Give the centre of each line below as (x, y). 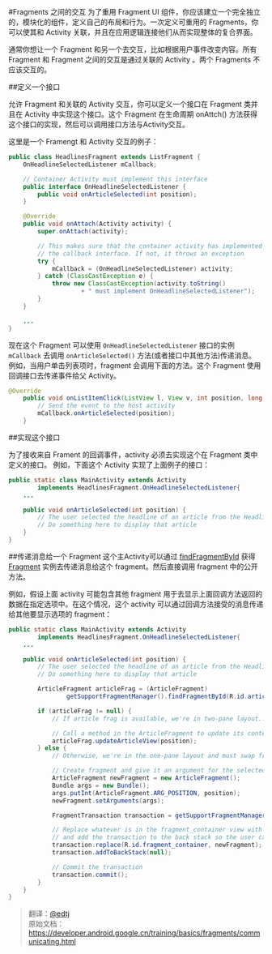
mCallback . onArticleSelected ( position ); (106, 413)
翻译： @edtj (49, 913)
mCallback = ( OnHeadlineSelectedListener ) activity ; (142, 269)
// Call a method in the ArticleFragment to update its (148, 733)
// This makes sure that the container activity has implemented (150, 246)
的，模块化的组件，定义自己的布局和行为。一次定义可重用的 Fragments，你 (134, 22)
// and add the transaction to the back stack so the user (153, 837)
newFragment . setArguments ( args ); (108, 801)
